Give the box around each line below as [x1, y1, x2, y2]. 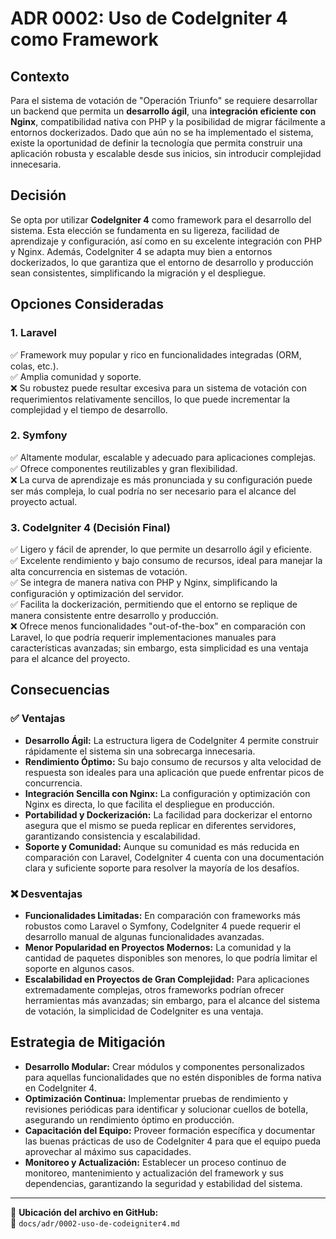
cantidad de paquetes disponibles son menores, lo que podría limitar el [24, 952, 318, 964]
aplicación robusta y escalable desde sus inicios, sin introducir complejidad [10, 148, 322, 159]
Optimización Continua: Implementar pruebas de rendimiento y [24, 1092, 289, 1104]
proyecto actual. [10, 495, 78, 507]
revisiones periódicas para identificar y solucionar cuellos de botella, [24, 1103, 309, 1115]
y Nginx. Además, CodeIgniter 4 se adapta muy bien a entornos [10, 245, 273, 257]
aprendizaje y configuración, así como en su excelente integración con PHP [10, 235, 323, 247]
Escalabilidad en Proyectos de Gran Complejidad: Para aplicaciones [24, 973, 310, 986]
